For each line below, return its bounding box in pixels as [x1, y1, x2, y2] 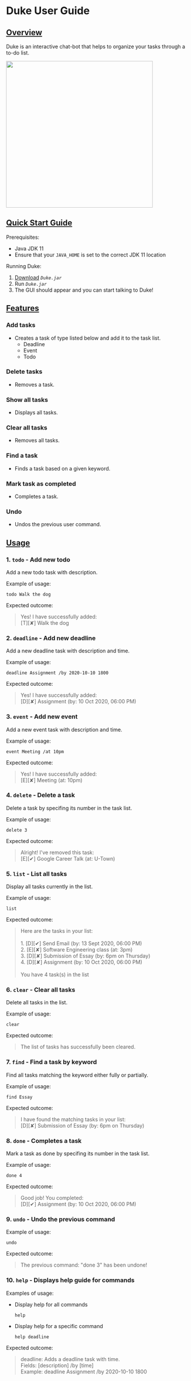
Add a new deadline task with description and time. [6, 647, 130, 655]
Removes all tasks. [14, 437, 60, 444]
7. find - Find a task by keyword [6, 1058, 97, 1066]
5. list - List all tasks [6, 869, 67, 878]
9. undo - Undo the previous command [6, 1215, 115, 1223]
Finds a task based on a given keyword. [14, 465, 111, 472]
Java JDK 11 [14, 245, 44, 252]
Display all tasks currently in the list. [6, 883, 93, 890]
